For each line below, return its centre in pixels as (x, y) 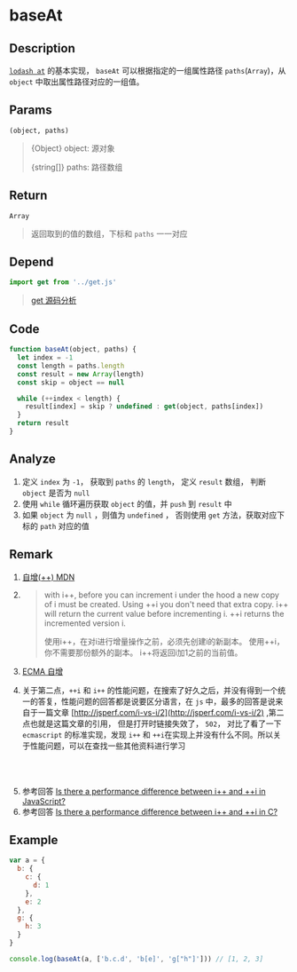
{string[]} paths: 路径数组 (77, 167)
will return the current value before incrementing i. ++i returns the (164, 613)
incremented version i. (85, 623)
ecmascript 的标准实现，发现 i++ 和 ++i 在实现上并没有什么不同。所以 (148, 734)
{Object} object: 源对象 (73, 148)
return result (43, 423)
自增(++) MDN (48, 577)
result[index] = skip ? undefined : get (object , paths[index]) (145, 407)
